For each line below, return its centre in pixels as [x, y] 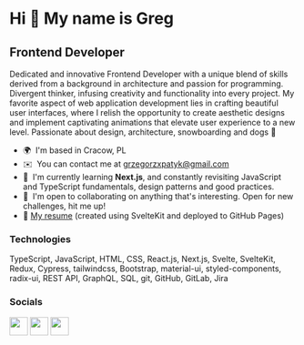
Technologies [40, 238]
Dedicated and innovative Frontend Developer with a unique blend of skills [149, 74]
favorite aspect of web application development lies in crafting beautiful [144, 103]
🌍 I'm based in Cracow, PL [74, 150]
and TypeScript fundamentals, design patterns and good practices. [148, 187]
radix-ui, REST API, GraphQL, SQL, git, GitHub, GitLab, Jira [119, 279]
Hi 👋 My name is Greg [92, 19]
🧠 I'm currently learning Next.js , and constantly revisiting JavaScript [152, 177]
